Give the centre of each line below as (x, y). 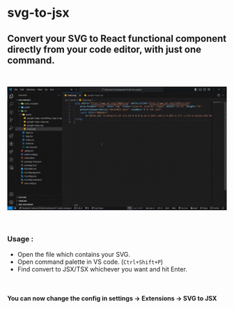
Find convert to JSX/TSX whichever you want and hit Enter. (102, 269)
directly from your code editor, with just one (104, 49)
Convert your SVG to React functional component (117, 39)
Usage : (21, 239)
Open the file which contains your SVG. (74, 254)
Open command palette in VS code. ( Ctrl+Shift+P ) (90, 262)
